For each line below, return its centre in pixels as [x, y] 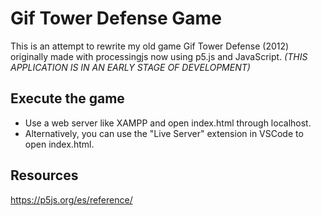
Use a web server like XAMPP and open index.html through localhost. [168, 123]
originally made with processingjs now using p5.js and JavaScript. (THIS [159, 56]
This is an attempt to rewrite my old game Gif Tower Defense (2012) [150, 46]
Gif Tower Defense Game [116, 18]
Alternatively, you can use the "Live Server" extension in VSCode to [164, 133]
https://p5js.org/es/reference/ [71, 199]
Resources [44, 175]
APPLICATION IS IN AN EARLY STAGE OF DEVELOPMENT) [130, 67]
